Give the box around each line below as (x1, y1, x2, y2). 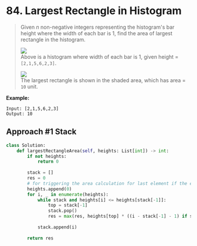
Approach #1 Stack (6, 127, 77, 137)
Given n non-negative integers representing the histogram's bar (20, 23, 175, 31)
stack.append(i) (37, 224, 77, 230)
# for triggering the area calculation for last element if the (27, 180, 188, 186)
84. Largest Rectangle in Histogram (6, 4, 182, 18)
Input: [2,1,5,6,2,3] (6, 106, 59, 112)
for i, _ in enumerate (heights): (27, 191, 109, 197)
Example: (6, 94, 30, 101)
